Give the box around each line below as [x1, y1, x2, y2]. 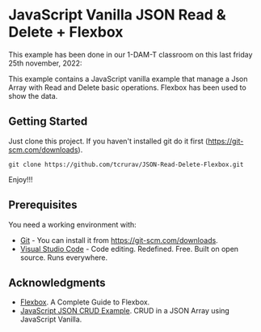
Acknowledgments [8, 275, 107, 289]
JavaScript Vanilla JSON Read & [8, 6, 226, 24]
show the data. [8, 91, 58, 100]
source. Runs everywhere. [19, 253, 108, 262]
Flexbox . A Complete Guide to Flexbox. [19, 297, 150, 307]
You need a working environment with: [8, 219, 137, 229]
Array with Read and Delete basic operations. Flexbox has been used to [8, 83, 246, 92]
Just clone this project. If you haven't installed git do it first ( [8, 136, 208, 146]
